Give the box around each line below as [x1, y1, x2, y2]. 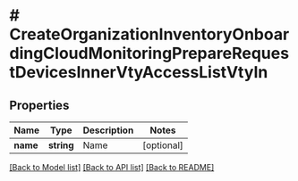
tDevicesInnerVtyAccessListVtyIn [9, 62, 268, 83]
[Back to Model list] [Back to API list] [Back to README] [9, 162, 215, 172]
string [47, 139, 74, 152]
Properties [9, 97, 70, 112]
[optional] [141, 139, 183, 152]
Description [82, 124, 134, 136]
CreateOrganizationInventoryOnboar [9, 24, 290, 45]
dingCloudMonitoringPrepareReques [9, 44, 289, 63]
